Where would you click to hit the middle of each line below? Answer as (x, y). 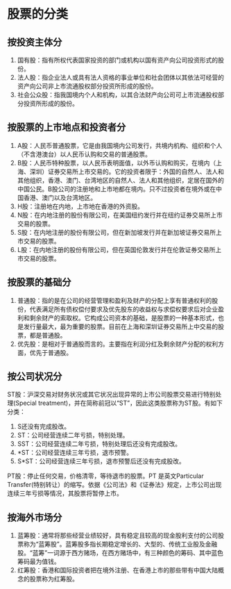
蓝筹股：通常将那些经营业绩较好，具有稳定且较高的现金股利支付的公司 (118, 536)
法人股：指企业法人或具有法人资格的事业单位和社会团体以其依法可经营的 (120, 77)
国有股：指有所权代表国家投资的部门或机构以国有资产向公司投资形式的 (118, 60)
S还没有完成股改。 (44, 426)
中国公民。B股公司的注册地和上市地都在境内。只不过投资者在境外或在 (117, 189)
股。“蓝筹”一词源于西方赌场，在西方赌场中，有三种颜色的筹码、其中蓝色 (120, 553)
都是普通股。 (48, 335)
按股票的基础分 (39, 282)
